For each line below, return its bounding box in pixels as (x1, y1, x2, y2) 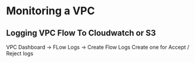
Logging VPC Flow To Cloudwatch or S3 (6, 28, 156, 38)
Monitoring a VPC (6, 4, 95, 18)
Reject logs (6, 50, 34, 57)
